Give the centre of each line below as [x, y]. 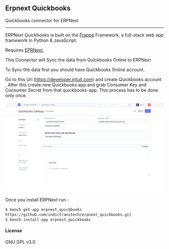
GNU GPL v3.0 [20, 242]
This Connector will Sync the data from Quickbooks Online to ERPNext [78, 59]
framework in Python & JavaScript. [41, 40]
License [14, 231]
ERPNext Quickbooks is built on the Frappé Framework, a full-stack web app [84, 35]
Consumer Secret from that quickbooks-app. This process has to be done [82, 90]
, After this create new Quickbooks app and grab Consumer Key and [76, 85]
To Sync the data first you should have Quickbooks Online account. [75, 70]
